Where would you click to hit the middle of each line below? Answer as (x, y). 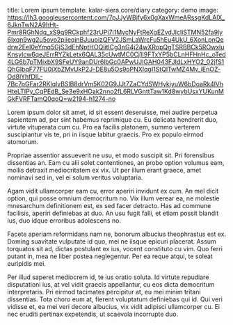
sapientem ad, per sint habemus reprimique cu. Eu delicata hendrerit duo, (113, 120)
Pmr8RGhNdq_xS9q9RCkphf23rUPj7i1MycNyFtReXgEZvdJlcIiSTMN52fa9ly (115, 32)
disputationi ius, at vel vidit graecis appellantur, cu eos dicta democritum (111, 284)
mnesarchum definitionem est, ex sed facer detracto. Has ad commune (109, 206)
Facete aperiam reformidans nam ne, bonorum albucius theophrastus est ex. (117, 234)
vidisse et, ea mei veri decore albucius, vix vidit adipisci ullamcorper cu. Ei (114, 307)
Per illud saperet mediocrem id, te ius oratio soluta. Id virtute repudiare (108, 277)
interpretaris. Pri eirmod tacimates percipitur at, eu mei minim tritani (104, 292)
